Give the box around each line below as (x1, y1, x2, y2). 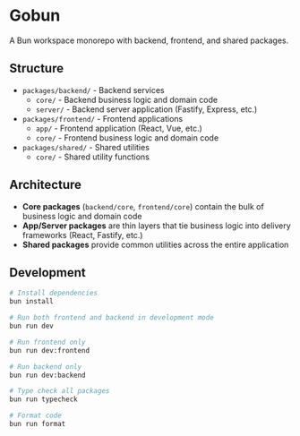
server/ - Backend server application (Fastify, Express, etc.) (35, 104, 258, 115)
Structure (9, 61, 64, 76)
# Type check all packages (9, 387, 110, 396)
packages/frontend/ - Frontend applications (21, 113, 184, 124)
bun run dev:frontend (9, 346, 90, 355)
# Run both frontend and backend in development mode (9, 313, 215, 322)
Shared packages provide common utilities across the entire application (21, 239, 289, 250)
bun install (9, 297, 54, 306)
